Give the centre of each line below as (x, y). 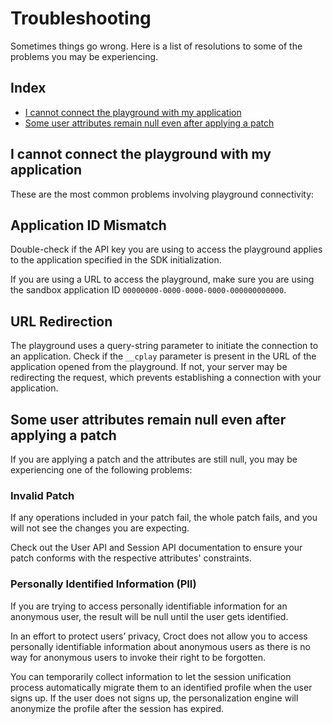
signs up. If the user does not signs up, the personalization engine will (154, 698)
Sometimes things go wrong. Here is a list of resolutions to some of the (156, 46)
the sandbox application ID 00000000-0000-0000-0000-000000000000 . (148, 290)
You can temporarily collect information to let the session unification (151, 676)
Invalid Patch (42, 495)
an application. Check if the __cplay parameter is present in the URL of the (163, 356)
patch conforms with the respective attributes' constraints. (131, 558)
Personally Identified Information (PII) (103, 584)
